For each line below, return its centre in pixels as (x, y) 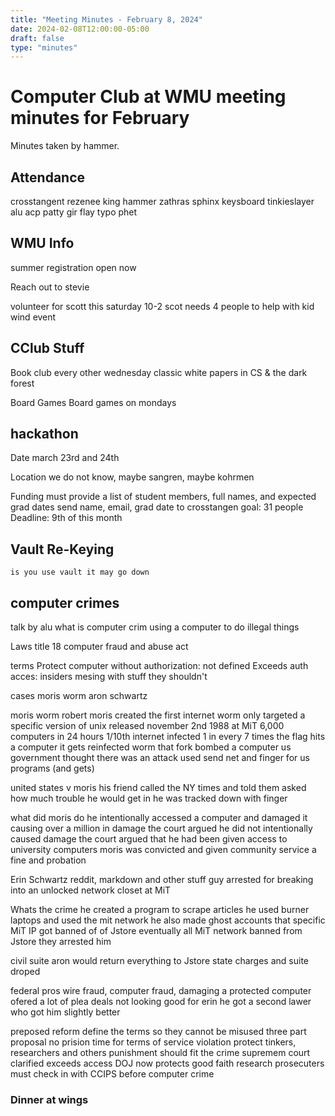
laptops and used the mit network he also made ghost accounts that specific (168, 920)
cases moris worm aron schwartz (79, 696)
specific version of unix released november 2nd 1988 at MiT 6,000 (147, 726)
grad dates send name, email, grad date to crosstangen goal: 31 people (157, 507)
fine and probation (48, 860)
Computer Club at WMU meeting (148, 97)
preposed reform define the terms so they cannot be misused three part (158, 1032)
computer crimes (65, 602)
